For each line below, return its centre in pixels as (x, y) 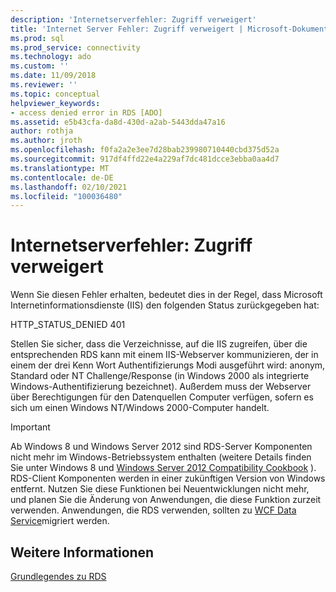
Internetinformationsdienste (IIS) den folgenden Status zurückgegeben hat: (165, 305)
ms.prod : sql (37, 38)
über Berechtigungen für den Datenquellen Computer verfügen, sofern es (162, 397)
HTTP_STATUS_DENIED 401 (68, 325)
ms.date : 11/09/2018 (53, 76)
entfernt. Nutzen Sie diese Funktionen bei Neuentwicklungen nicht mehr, (160, 489)
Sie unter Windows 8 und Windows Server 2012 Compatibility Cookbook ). (163, 468)
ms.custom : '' (40, 66)
